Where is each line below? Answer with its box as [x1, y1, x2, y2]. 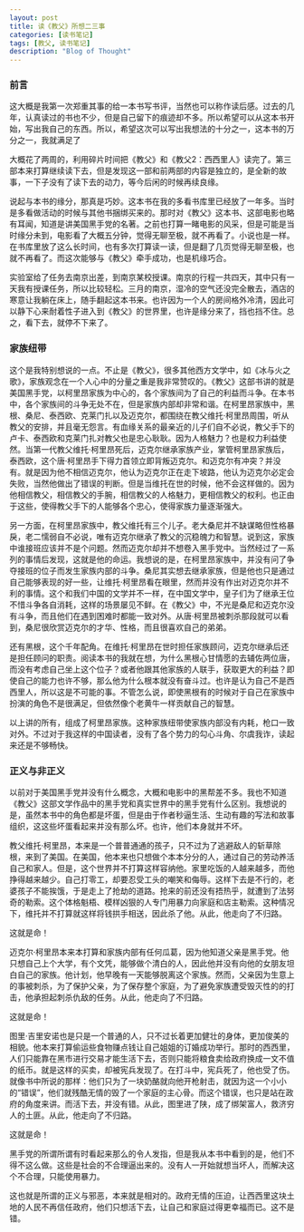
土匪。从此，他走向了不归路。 [24, 1110, 137, 1120]
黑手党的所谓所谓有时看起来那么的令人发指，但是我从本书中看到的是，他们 [9, 1149, 287, 1159]
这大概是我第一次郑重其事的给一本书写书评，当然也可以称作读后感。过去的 [9, 101, 287, 112]
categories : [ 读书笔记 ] [9, 30, 93, 39]
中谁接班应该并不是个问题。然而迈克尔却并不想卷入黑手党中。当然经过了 [9, 542, 279, 553]
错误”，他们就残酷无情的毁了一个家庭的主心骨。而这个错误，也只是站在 [21, 1087, 287, 1098]
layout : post [9, 13, 59, 23]
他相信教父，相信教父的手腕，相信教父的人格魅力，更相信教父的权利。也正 [9, 489, 287, 500]
